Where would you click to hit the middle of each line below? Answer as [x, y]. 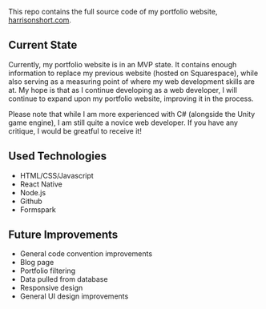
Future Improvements [63, 235]
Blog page [37, 263]
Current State [43, 45]
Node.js [33, 192]
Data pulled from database [64, 279]
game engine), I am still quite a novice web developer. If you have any [123, 122]
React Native [41, 184]
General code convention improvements [86, 254]
